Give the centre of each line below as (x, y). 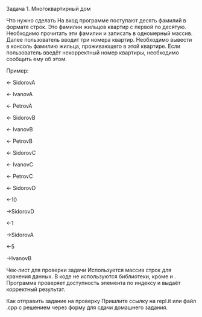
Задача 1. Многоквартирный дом (49, 9)
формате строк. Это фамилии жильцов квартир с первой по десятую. (96, 27)
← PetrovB (20, 141)
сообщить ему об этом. (37, 59)
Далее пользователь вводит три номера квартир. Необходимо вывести (99, 40)
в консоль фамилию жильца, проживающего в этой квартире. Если (93, 46)
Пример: (17, 71)
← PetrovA (19, 106)
